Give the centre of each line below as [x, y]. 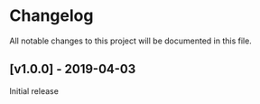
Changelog [51, 16]
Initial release [34, 90]
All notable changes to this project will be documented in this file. [131, 41]
